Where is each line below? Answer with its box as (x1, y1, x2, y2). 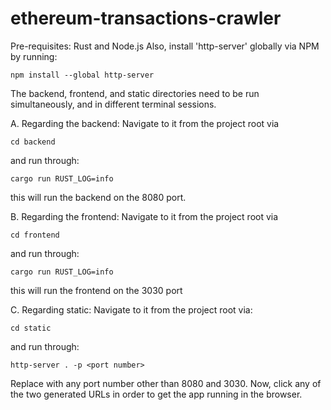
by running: (10, 50, 58, 62)
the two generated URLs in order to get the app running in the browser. (10, 388, 303, 400)
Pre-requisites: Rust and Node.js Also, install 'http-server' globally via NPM (10, 40, 320, 52)
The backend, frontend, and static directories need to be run (10, 87, 260, 99)
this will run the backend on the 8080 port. (10, 191, 187, 203)
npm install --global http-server (10, 70, 155, 80)
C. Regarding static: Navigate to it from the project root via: (10, 303, 253, 316)
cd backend (10, 137, 56, 147)
